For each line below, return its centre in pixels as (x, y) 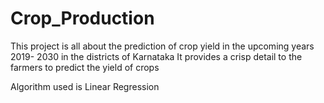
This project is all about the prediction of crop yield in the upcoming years (162, 46)
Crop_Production (82, 18)
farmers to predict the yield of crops (85, 67)
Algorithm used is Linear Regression (85, 86)
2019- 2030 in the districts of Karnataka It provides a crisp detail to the (156, 56)
